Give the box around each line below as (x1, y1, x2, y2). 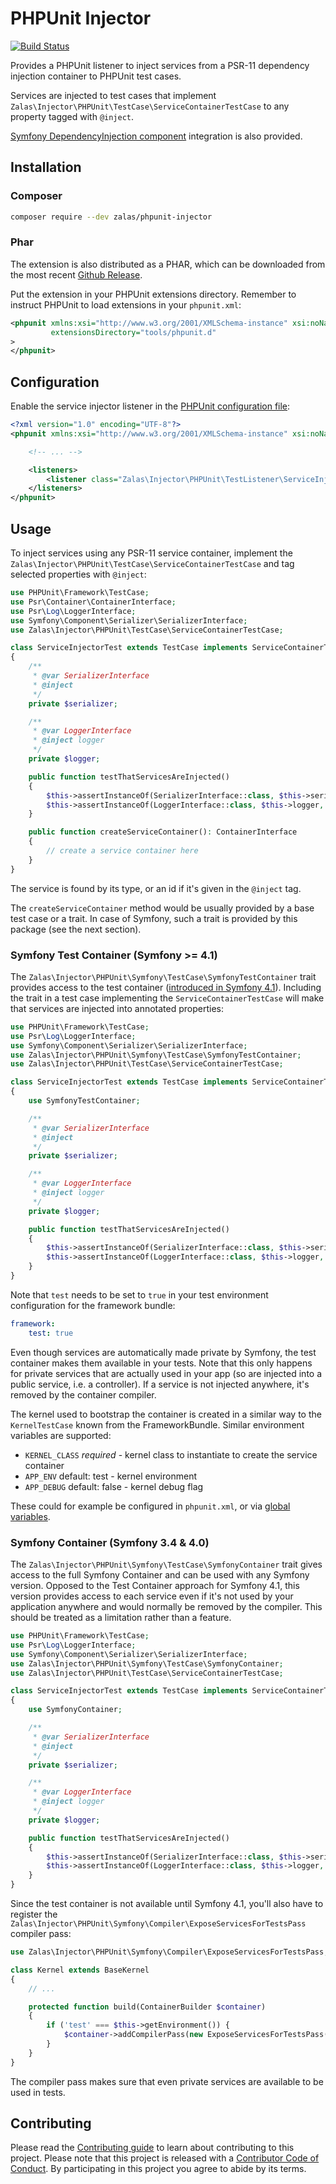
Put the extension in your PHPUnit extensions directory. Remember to (10, 288, 297, 300)
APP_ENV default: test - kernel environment (24, 1470, 197, 1482)
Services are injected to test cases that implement (10, 89, 217, 101)
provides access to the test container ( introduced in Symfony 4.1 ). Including (10, 981, 322, 993)
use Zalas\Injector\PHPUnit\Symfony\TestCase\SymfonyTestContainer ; (10, 1050, 302, 1060)
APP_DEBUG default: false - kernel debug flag (24, 1480, 204, 1492)
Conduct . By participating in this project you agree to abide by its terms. (10, 2163, 307, 2175)
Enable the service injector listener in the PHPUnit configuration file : (10, 400, 291, 412)
